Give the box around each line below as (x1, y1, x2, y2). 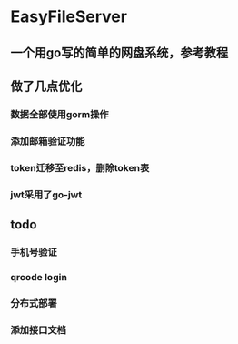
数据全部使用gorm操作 (10, 107, 109, 120)
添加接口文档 (10, 323, 67, 336)
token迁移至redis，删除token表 (10, 161, 150, 174)
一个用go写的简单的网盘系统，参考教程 (10, 45, 229, 60)
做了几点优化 (10, 78, 83, 94)
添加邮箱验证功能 (10, 135, 85, 147)
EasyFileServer (10, 6, 128, 27)
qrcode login (10, 270, 67, 283)
